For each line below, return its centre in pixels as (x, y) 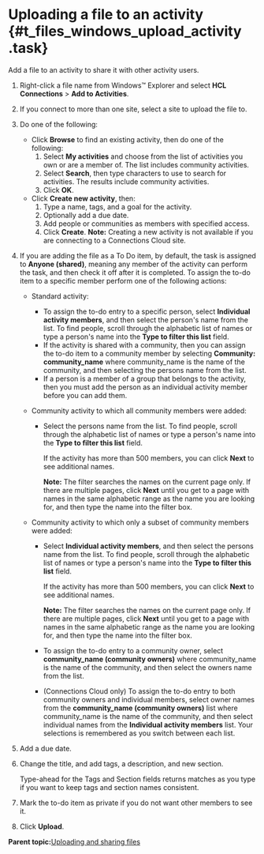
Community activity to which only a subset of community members (140, 522)
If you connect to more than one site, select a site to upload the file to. (133, 109)
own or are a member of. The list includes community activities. (146, 164)
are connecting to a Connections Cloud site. (115, 240)
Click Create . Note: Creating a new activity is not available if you (148, 231)
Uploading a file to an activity (106, 15)
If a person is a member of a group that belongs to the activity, (145, 378)
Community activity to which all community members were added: (139, 410)
